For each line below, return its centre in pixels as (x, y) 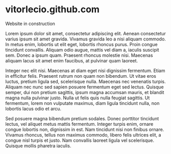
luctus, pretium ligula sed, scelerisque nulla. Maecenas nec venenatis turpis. (86, 81)
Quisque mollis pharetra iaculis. (38, 146)
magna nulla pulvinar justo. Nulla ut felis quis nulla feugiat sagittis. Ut (78, 98)
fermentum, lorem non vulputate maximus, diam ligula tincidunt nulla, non (82, 103)
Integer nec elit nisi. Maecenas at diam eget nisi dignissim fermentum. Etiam (85, 71)
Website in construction (30, 24)
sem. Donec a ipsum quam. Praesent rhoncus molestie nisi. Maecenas (79, 55)
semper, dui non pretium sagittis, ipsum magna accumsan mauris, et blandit (85, 92)
